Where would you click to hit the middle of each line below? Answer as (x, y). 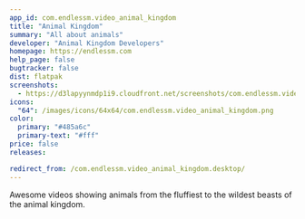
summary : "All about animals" (67, 34)
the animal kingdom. (48, 204)
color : (22, 119)
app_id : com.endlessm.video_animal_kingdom (93, 18)
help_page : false (42, 60)
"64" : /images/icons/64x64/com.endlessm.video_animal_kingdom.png (146, 110)
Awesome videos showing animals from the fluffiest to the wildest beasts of (151, 195)
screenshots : (34, 85)
